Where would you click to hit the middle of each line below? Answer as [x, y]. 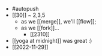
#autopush [25, 9]
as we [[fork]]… [40, 28]
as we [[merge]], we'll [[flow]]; [58, 21]
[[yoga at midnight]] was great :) [52, 41]
